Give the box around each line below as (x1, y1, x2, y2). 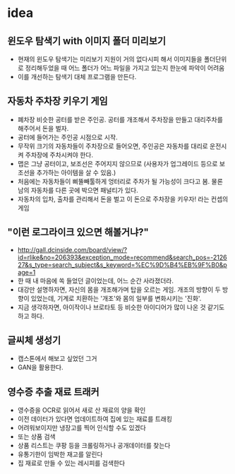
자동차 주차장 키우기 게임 (7, 95, 108, 107)
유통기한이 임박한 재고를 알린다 (17, 450, 103, 458)
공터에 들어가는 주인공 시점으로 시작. (17, 133, 118, 141)
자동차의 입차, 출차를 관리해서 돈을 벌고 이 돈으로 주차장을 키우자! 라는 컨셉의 (17, 194, 229, 203)
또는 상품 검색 (17, 432, 56, 441)
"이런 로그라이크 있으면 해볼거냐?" (7, 226, 150, 238)
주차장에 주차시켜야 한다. (25, 150, 94, 159)
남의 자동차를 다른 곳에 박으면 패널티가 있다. (17, 186, 139, 194)
